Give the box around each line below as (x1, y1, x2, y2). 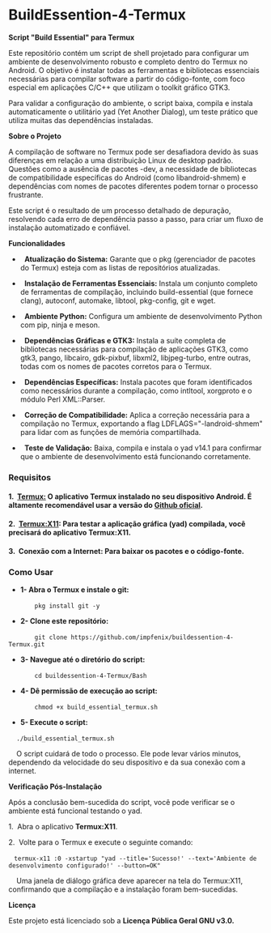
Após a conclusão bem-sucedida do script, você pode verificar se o (8, 797, 235, 807)
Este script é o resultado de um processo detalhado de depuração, (8, 205, 231, 215)
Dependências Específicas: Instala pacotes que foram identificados (23, 377, 252, 386)
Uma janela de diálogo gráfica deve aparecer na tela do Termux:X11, (15, 875, 243, 885)
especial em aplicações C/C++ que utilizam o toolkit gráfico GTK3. (8, 83, 231, 92)
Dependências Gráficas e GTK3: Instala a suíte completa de (23, 335, 227, 345)
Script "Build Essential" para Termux (8, 32, 135, 42)
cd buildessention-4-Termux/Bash (34, 671, 147, 680)
